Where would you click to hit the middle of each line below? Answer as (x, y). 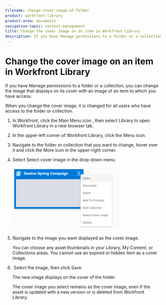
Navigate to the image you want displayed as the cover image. (76, 238)
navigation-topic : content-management (45, 26)
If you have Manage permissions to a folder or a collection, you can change (82, 85)
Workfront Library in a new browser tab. (53, 125)
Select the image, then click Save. (48, 267)
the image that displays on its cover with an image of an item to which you (81, 91)
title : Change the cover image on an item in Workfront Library (73, 31)
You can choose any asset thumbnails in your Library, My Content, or (83, 247)
